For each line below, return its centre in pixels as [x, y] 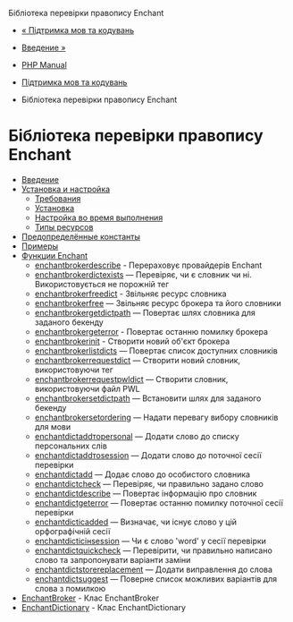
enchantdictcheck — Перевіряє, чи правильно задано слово [149, 483]
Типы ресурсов [64, 226]
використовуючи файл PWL [87, 388]
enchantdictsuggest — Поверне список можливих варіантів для [156, 579]
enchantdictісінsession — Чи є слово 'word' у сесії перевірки [151, 541]
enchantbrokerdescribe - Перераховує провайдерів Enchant [148, 265]
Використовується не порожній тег [102, 284]
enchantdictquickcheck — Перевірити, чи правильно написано [154, 550]
